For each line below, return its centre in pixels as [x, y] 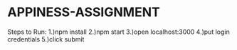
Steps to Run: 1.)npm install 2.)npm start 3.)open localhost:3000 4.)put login [118, 32]
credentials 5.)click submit [46, 39]
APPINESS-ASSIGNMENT [84, 12]
